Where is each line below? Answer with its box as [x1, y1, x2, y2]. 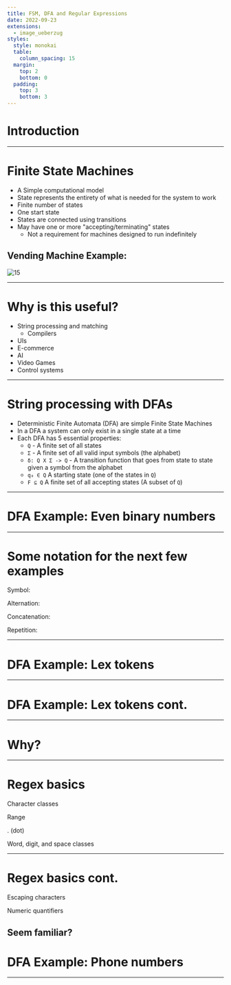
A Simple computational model [16, 186, 104, 194]
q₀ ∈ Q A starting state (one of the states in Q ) [27, 470, 157, 479]
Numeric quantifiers [7, 906, 64, 915]
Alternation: [7, 599, 41, 608]
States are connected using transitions [16, 215, 127, 223]
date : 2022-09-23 [7, 17, 57, 23]
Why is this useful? [7, 299, 119, 315]
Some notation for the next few [7, 548, 188, 564]
